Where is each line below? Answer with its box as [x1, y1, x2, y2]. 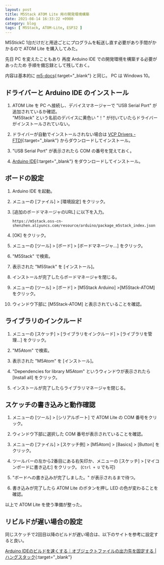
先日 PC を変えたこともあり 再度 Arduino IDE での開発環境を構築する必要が [5, 56, 157, 62]
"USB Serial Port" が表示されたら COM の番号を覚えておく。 [12, 148, 135, 154]
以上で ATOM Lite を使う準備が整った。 [5, 502, 85, 508]
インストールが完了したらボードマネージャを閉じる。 [12, 274, 120, 280]
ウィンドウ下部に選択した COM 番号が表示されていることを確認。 [12, 431, 146, 437]
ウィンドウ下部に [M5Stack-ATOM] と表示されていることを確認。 [12, 301, 145, 307]
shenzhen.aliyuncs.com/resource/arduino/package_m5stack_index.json [12, 223, 156, 228]
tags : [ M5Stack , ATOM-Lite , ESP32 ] [5, 26, 82, 30]
